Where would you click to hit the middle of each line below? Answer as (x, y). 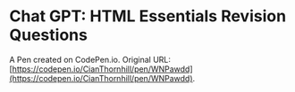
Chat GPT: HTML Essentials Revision (148, 16)
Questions (48, 35)
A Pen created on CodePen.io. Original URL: (90, 59)
